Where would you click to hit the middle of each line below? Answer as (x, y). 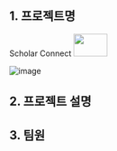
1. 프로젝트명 (42, 16)
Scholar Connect (40, 53)
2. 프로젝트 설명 (50, 102)
